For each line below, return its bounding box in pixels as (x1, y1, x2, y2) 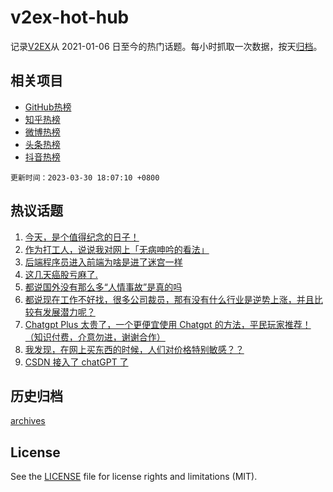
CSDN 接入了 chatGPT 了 (24, 356, 129, 368)
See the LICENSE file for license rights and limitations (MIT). (10, 471, 258, 483)
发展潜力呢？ (42, 306, 96, 318)
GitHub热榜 (24, 101, 72, 113)
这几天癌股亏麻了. (24, 268, 98, 280)
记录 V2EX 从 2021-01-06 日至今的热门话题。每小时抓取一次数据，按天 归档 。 (10, 40, 323, 52)
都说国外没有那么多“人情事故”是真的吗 (24, 281, 183, 293)
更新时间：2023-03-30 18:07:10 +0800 (10, 172, 160, 183)
